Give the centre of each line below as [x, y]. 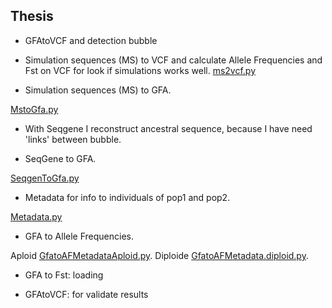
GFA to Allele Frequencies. [79, 236]
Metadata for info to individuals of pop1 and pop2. [127, 197]
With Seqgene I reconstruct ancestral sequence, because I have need [168, 128]
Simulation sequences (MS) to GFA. [98, 90]
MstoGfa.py [34, 109]
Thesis [32, 16]
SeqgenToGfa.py [45, 178]
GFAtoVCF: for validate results [86, 294]
